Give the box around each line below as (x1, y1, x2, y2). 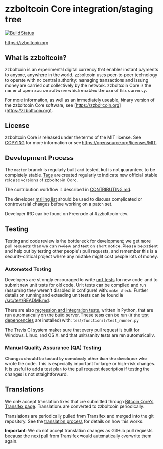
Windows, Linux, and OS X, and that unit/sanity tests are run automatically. (5, 332, 155, 338)
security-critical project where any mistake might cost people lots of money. (5, 253, 158, 260)
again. (5, 438, 18, 444)
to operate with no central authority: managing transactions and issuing (5, 77, 149, 83)
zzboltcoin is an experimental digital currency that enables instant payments (5, 67, 159, 72)
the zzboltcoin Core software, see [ (5, 102, 76, 108)
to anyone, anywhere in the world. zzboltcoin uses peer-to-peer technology (5, 72, 158, 78)
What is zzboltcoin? (5, 54, 67, 62)
